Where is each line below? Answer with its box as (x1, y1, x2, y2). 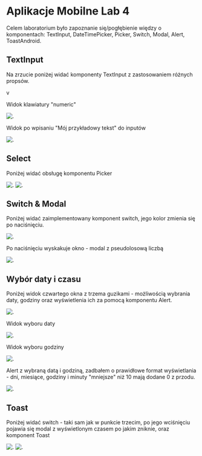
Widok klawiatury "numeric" (6, 101, 77, 108)
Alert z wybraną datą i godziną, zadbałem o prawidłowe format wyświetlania (6, 367, 197, 374)
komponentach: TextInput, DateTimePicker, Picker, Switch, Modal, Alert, (6, 30, 185, 38)
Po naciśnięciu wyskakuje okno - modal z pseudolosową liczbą (6, 245, 164, 252)
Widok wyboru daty (6, 320, 56, 328)
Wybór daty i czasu (6, 274, 81, 284)
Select (6, 153, 31, 164)
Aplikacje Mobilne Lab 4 (6, 4, 130, 18)
